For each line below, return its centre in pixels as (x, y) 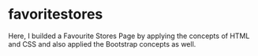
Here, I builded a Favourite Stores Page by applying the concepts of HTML (129, 36)
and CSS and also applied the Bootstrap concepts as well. (102, 44)
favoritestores (56, 14)
